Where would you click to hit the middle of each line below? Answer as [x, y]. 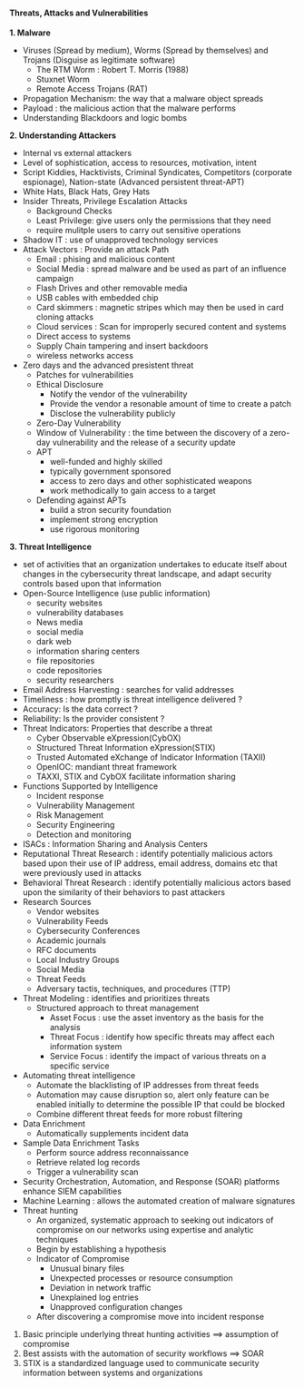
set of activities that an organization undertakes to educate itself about [155, 565]
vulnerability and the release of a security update [144, 443]
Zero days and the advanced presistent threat [108, 365]
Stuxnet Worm [63, 79]
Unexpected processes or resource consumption [141, 1278]
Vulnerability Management [85, 806]
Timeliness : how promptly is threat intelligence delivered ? [132, 700]
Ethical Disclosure [70, 385]
